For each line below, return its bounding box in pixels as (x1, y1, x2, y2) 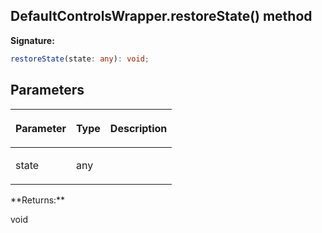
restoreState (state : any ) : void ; (10, 54, 150, 64)
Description (109, 121, 168, 135)
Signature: (10, 34, 55, 46)
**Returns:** (10, 194, 66, 206)
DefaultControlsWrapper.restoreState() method (10, 8, 313, 25)
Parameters (10, 82, 85, 99)
